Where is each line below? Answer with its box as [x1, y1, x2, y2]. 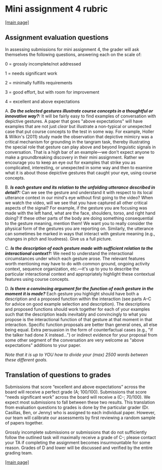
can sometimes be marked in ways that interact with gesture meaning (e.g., [5, 230, 155, 236]
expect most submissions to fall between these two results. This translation [5, 399, 155, 405]
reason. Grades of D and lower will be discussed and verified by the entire [5, 445, 153, 451]
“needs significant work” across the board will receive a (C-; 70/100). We [5, 394, 151, 400]
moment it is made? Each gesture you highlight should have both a [5, 291, 139, 296]
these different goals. [5, 357, 48, 362]
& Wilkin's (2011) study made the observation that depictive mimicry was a [5, 133, 153, 139]
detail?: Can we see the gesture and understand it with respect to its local [5, 189, 153, 195]
